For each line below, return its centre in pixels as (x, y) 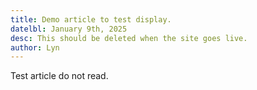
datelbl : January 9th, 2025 (69, 29)
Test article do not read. (59, 76)
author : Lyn (35, 47)
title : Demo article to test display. (91, 19)
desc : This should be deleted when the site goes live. (129, 38)
